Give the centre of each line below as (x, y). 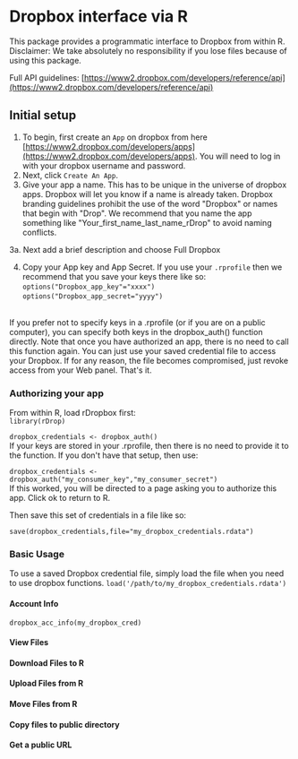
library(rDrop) (38, 422)
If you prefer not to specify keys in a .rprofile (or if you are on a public (137, 322)
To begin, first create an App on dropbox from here (115, 137)
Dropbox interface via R (98, 17)
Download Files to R (47, 663)
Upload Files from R (46, 684)
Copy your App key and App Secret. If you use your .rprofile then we (152, 267)
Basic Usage (37, 554)
